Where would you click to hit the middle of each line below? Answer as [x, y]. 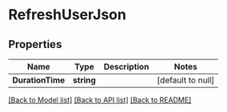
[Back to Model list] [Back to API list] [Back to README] [100, 100]
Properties [35, 44]
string [84, 80]
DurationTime [39, 80]
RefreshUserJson [67, 15]
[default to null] [186, 80]
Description [126, 67]
